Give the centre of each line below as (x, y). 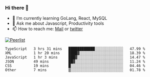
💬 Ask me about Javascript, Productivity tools (58, 23)
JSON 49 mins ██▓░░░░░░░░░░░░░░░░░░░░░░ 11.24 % (75, 62)
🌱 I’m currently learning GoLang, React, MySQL (60, 18)
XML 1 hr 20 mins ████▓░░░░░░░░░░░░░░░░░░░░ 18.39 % (75, 53)
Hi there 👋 (17, 8)
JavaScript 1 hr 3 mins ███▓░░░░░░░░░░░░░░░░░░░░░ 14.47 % (75, 58)
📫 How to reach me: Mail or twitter (47, 29)
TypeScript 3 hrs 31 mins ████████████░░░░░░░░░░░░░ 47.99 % (75, 49)
